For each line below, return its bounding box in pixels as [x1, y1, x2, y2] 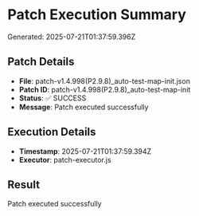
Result [7, 178, 41, 191]
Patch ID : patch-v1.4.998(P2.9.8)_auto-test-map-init [18, 84, 191, 94]
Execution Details [7, 125, 96, 139]
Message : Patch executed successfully [18, 102, 149, 112]
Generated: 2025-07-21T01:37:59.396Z [7, 32, 136, 41]
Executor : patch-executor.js [18, 155, 112, 164]
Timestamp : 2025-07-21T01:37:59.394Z [18, 146, 152, 156]
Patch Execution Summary [7, 6, 186, 24]
